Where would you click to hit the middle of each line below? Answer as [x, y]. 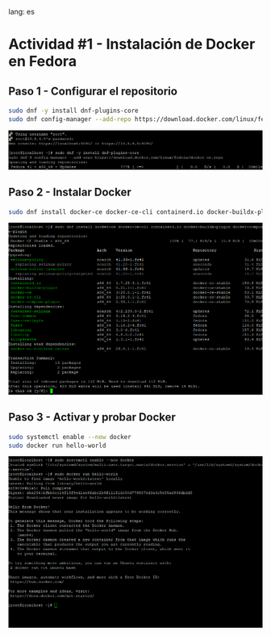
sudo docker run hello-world [57, 446]
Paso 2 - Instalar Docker [70, 192]
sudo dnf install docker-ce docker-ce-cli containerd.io [106, 212]
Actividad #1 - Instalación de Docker [132, 44]
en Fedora [43, 62]
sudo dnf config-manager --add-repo [70, 119]
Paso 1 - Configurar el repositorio [93, 91]
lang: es [21, 12]
